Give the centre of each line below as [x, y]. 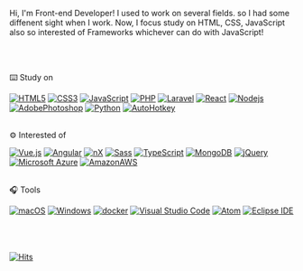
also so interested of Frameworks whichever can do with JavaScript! [137, 32]
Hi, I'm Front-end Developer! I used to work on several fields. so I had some [150, 13]
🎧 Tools [25, 190]
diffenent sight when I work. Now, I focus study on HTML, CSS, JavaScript [147, 23]
